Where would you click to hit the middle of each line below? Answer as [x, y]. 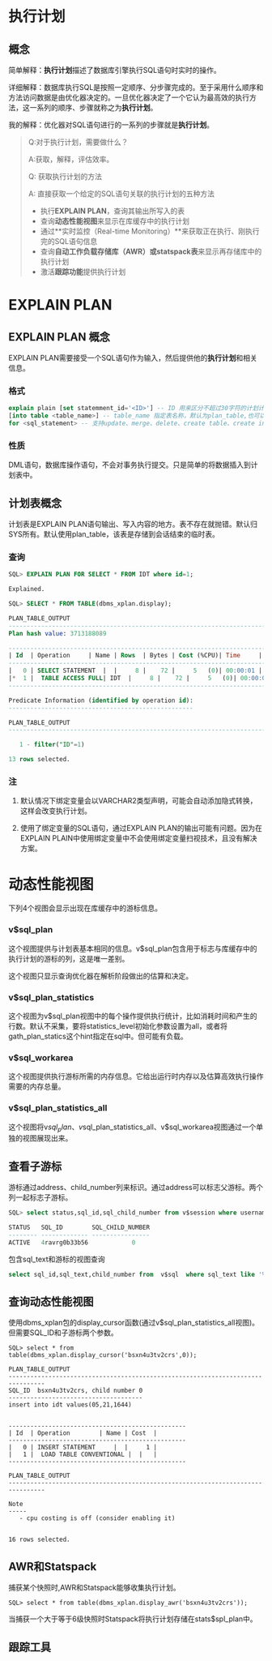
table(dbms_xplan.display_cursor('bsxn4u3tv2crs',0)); [103, 1355]
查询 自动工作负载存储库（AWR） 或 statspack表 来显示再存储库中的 [151, 251]
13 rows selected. [39, 760]
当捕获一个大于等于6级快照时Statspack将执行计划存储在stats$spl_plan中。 [133, 1619]
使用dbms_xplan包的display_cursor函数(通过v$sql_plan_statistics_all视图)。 [134, 1323]
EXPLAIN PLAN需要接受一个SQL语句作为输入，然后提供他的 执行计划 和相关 [133, 358]
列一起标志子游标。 [40, 1197]
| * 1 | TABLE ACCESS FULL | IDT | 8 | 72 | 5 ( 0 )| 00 [128, 679]
